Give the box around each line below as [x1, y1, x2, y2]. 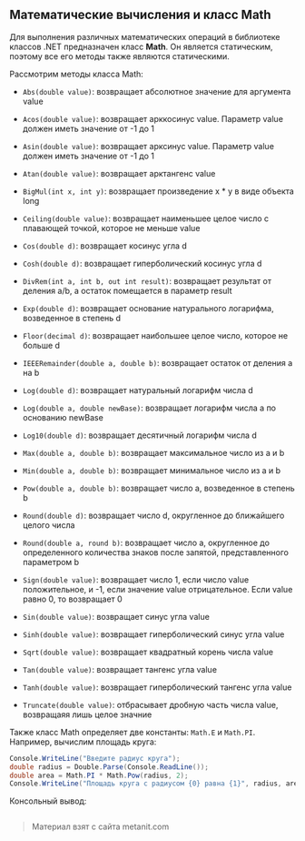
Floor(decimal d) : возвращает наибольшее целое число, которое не [22, 329, 289, 340]
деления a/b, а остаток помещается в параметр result [22, 285, 233, 296]
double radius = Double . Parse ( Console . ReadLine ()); [9, 762, 209, 772]
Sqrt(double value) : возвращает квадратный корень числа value [22, 646, 274, 657]
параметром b [22, 556, 80, 567]
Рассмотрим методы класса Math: [9, 68, 143, 79]
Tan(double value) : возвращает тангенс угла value [22, 664, 218, 674]
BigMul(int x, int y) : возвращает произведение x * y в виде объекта [22, 186, 295, 197]
